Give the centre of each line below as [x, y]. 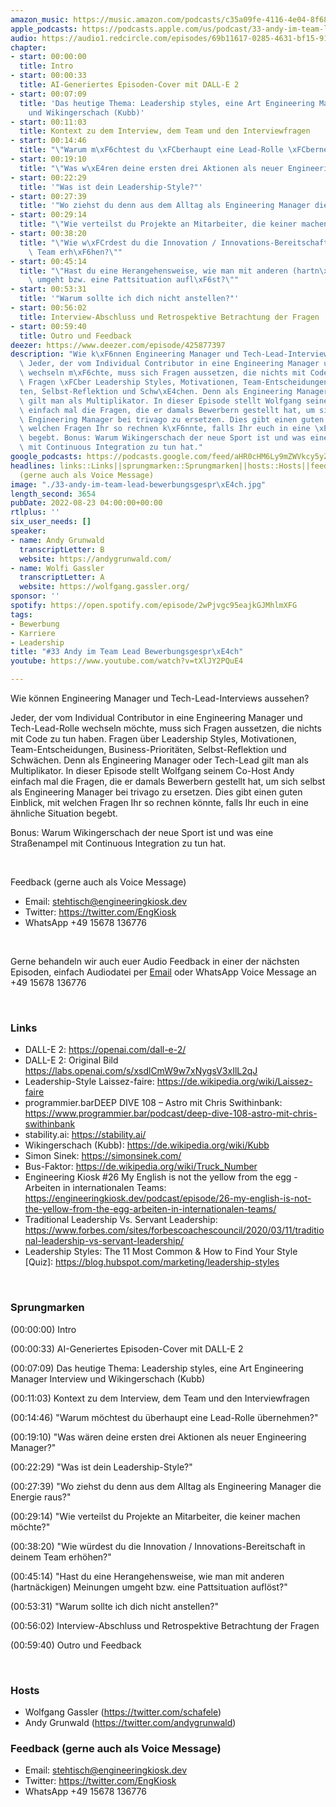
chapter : [28, 47]
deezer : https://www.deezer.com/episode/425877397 [118, 345]
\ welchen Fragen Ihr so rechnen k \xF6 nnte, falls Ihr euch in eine [165, 429]
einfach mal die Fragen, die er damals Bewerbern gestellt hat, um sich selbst [168, 781]
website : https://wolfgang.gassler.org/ [104, 587]
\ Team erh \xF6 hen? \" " [75, 252]
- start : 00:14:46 [48, 141]
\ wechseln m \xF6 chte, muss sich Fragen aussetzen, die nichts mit [163, 373]
